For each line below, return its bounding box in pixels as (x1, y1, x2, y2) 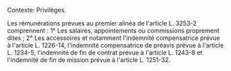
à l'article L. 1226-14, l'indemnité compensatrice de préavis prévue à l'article (7, 41, 224, 49)
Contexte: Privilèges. (7, 6, 67, 14)
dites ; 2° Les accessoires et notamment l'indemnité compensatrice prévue (7, 34, 221, 42)
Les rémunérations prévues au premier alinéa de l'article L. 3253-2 (7, 19, 197, 27)
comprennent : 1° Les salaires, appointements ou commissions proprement (7, 27, 220, 34)
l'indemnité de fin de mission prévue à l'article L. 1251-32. (7, 56, 171, 64)
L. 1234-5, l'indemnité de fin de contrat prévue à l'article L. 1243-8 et (7, 48, 203, 57)
